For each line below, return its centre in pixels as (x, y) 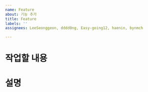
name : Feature (20, 10)
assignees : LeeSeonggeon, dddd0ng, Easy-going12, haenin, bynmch (74, 28)
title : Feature (21, 19)
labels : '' (16, 23)
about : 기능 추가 (21, 14)
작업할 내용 (26, 59)
